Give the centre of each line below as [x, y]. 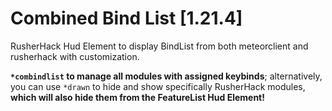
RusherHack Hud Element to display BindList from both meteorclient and [159, 46]
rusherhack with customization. [75, 56]
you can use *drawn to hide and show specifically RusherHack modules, [158, 86]
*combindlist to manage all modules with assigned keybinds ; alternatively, [166, 76]
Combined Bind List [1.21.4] [126, 18]
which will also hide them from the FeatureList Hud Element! [137, 97]
